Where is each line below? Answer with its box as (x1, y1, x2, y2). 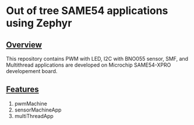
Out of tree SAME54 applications (6, 4, 168, 18)
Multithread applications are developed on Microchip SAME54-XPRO (6, 61, 171, 68)
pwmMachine (14, 100, 48, 107)
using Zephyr (6, 16, 72, 30)
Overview (6, 40, 43, 50)
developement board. (6, 68, 58, 74)
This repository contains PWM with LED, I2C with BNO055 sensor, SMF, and (6, 55, 188, 62)
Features (6, 85, 39, 95)
